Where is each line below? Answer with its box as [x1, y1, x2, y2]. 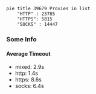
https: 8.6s [14, 76, 42, 83]
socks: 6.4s [14, 83, 44, 90]
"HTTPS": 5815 [17, 16, 53, 22]
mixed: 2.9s [14, 63, 45, 71]
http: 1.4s [14, 69, 38, 77]
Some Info [6, 35, 37, 43]
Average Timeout [6, 50, 51, 57]
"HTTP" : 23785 [17, 11, 56, 17]
